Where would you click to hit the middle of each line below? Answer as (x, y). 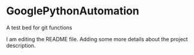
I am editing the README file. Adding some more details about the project (97, 39)
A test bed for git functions (39, 27)
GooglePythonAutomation (73, 11)
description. (21, 45)
